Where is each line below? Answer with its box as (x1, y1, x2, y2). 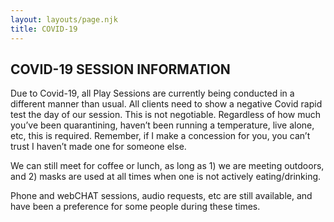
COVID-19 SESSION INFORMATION (10, 61, 231, 78)
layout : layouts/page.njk (10, 14, 118, 25)
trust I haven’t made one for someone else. (10, 141, 187, 153)
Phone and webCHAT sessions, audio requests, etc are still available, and (10, 190, 313, 202)
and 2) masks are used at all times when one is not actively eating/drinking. (10, 171, 322, 183)
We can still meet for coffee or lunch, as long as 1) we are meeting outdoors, (10, 160, 325, 172)
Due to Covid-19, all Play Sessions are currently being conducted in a (10, 87, 295, 100)
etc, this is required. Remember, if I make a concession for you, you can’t (10, 130, 311, 142)
